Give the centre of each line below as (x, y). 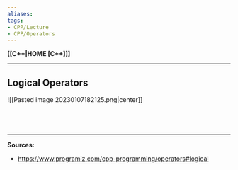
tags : (15, 21)
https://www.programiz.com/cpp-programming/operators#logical (113, 159)
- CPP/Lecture (28, 27)
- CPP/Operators (31, 34)
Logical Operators (48, 83)
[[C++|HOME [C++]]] (39, 54)
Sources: (21, 145)
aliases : (20, 14)
